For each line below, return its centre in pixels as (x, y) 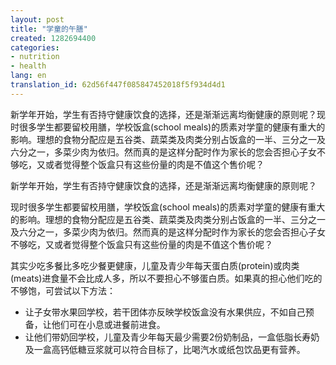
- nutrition (35, 57)
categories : (35, 47)
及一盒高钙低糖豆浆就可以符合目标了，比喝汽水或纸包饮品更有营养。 (165, 349)
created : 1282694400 (53, 38)
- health (28, 66)
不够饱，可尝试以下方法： (63, 290)
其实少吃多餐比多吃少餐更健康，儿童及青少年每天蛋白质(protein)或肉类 (155, 265)
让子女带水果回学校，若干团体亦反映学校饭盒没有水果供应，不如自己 (165, 312)
